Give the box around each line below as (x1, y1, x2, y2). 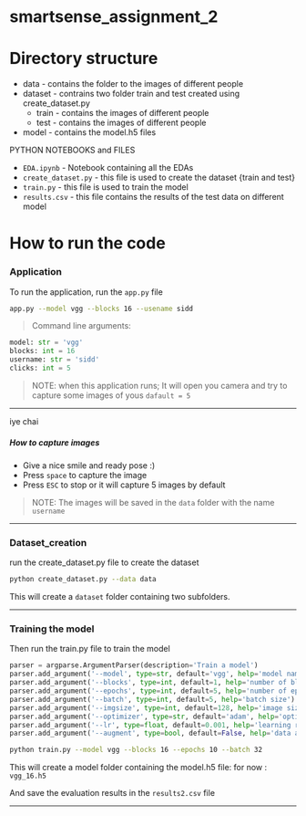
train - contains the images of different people (36, 108, 209, 119)
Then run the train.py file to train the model (9, 643, 170, 654)
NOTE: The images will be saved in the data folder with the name (31, 497, 275, 507)
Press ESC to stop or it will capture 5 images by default (22, 479, 226, 490)
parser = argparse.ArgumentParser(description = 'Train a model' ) (9, 661, 259, 670)
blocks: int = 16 (9, 347, 76, 356)
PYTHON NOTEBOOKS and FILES (9, 144, 136, 156)
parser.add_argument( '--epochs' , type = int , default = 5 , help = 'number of (9, 686, 287, 696)
